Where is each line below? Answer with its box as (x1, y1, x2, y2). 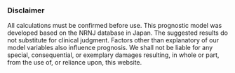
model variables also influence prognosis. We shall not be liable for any (7, 44, 213, 52)
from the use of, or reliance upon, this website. (7, 58, 142, 67)
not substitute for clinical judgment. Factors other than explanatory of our (7, 36, 220, 44)
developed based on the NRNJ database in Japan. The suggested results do (7, 29, 228, 37)
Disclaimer (7, 6, 45, 15)
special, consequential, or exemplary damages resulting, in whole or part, (7, 51, 220, 59)
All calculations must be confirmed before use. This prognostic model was (7, 22, 222, 30)
